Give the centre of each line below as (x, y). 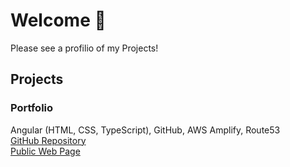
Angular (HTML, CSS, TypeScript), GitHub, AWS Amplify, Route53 (145, 130)
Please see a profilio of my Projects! (84, 48)
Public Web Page (45, 151)
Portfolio (32, 108)
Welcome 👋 (58, 20)
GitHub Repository (48, 140)
